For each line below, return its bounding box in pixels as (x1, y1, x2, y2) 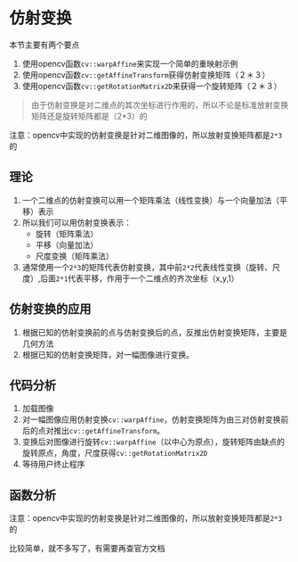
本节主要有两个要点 (9, 39, 80, 50)
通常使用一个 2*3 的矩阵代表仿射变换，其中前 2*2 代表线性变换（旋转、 (21, 261, 273, 272)
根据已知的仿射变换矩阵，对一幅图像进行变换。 (21, 349, 194, 360)
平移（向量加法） (35, 239, 99, 250)
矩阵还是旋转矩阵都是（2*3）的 (30, 111, 149, 121)
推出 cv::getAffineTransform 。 (52, 426, 165, 436)
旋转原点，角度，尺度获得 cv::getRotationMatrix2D (21, 448, 208, 459)
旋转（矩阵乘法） (35, 228, 99, 239)
